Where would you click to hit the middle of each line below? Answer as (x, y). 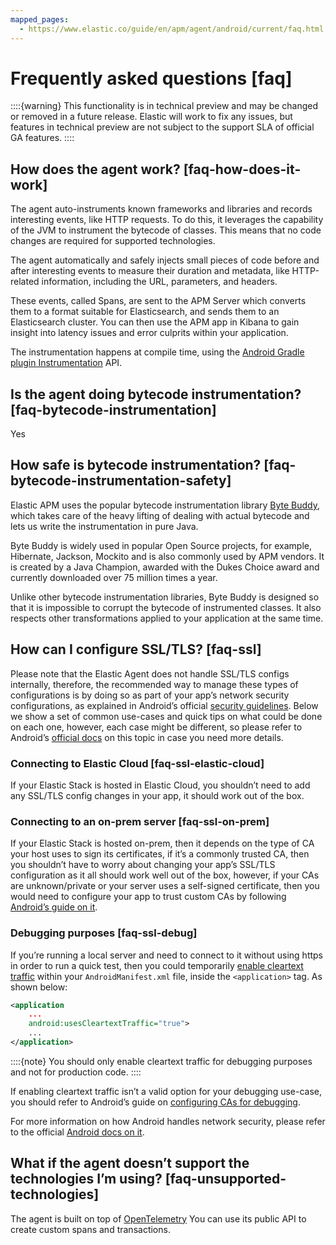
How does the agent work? (95, 169)
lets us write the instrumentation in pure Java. (104, 526)
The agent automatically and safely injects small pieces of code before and (165, 260)
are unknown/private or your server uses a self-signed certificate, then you (165, 886)
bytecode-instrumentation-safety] (121, 481)
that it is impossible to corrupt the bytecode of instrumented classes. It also (166, 607)
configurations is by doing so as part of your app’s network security (150, 695)
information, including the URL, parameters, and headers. (159, 282)
